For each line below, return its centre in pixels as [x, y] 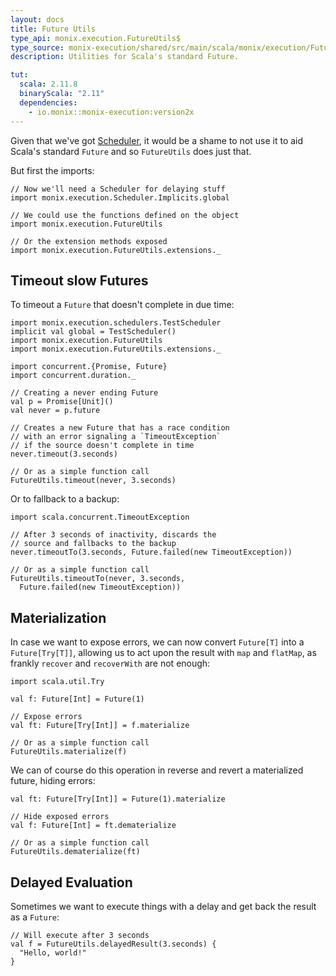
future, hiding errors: [53, 781]
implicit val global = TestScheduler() [93, 332]
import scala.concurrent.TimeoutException [100, 517]
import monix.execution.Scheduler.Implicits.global [120, 197]
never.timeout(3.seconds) [64, 454]
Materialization [58, 617]
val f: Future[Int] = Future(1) [77, 699]
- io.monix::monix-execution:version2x [111, 112]
